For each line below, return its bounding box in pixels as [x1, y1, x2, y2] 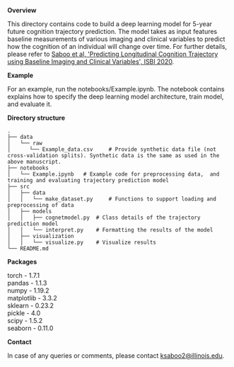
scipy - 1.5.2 [7, 317, 43, 324]
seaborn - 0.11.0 [7, 324, 54, 332]
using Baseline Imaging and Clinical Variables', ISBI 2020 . [7, 57, 175, 66]
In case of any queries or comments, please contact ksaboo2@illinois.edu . [7, 351, 225, 360]
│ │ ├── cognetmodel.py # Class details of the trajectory [7, 214, 201, 221]
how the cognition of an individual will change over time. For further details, [7, 43, 228, 50]
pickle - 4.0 [7, 309, 41, 317]
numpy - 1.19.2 [7, 286, 49, 295]
